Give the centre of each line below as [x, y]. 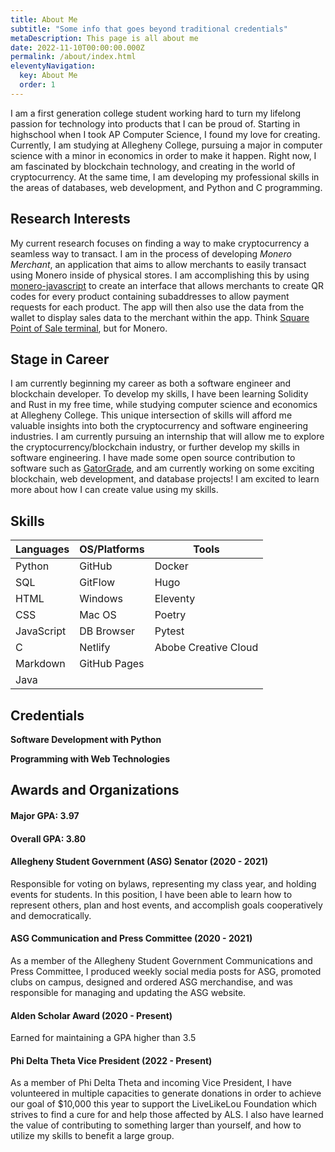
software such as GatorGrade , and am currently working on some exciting [162, 468]
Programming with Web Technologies [90, 759]
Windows [101, 599]
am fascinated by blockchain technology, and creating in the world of [153, 166]
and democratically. [51, 915]
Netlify [95, 648]
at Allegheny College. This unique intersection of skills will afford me [151, 415]
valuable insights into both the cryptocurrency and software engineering [159, 426]
